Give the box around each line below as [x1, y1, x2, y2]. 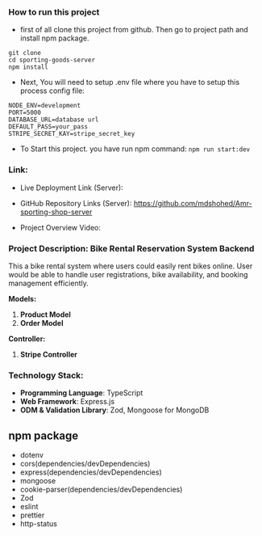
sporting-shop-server [19, 207, 93, 217]
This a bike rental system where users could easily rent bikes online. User [8, 261, 253, 271]
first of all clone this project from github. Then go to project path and [19, 25, 248, 35]
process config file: [19, 86, 85, 95]
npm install [8, 63, 48, 71]
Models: [8, 293, 37, 303]
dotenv [19, 450, 44, 459]
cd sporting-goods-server [8, 56, 95, 65]
